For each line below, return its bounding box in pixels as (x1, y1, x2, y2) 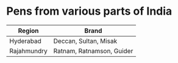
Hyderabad (9, 37, 41, 45)
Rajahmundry (9, 46, 48, 55)
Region (18, 26, 39, 35)
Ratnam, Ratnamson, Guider (53, 46, 133, 55)
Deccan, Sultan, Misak (53, 37, 118, 45)
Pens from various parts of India (6, 4, 173, 18)
